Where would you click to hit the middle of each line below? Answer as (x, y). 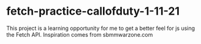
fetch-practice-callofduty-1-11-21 (93, 11)
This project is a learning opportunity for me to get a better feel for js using (100, 28)
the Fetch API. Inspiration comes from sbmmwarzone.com (80, 34)
